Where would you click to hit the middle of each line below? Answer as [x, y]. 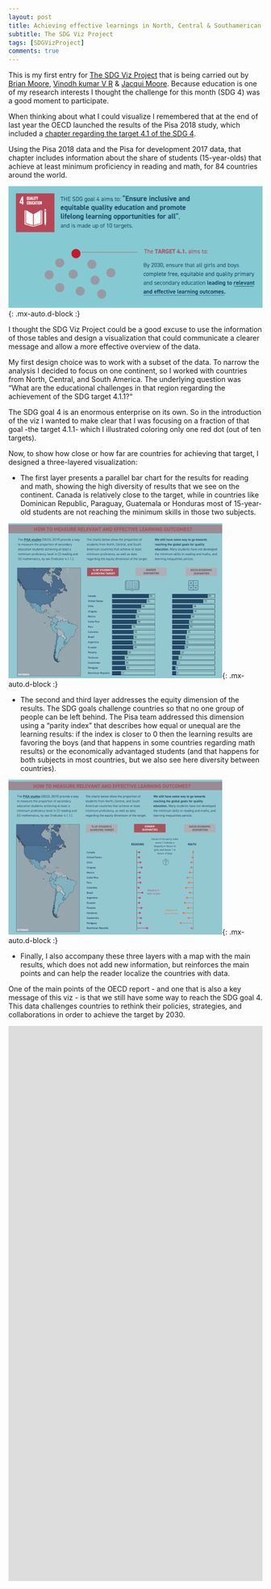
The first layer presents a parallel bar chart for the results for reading [134, 477]
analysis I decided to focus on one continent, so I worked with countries [128, 371]
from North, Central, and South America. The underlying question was [125, 379]
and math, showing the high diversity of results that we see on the [130, 486]
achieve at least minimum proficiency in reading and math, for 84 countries [133, 166]
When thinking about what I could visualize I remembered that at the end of [133, 116]
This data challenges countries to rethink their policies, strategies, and [125, 1006]
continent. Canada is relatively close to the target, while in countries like [140, 495]
